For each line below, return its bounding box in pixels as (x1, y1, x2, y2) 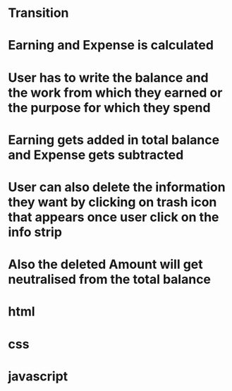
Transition (8, 5, 69, 21)
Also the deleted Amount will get (8, 256, 203, 272)
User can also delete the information (8, 179, 226, 195)
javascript (8, 368, 68, 384)
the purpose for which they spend (8, 100, 211, 116)
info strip (8, 224, 63, 240)
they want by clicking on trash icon (8, 194, 217, 210)
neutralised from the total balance (8, 272, 211, 287)
